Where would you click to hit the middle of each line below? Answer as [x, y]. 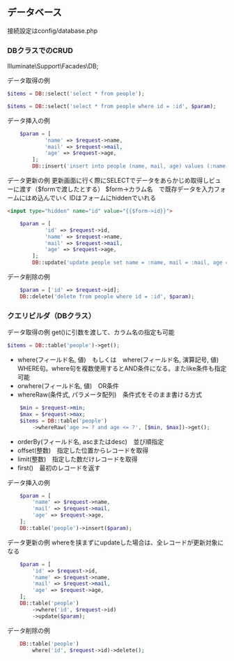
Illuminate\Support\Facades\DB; [53, 66]
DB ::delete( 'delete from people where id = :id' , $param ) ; [107, 296]
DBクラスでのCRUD [40, 50]
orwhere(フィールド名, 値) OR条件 [68, 386]
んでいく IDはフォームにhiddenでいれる [100, 198]
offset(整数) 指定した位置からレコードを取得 [83, 450]
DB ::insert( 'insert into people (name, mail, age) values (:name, [131, 166]
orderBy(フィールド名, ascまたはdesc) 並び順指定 [91, 441]
